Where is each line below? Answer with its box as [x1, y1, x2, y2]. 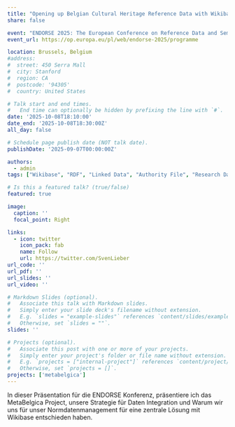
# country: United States [7, 88, 86, 95]
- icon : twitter [13, 236, 61, 243]
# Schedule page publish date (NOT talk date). [7, 139, 149, 146]
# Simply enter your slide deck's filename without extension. [7, 306, 201, 314]
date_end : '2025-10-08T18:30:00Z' [7, 120, 108, 127]
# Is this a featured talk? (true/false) [7, 184, 130, 191]
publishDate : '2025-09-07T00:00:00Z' [7, 145, 117, 153]
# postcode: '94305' [7, 81, 71, 88]
